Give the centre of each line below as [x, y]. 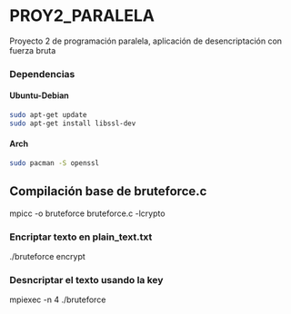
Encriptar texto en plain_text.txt [81, 237]
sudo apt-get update [49, 115]
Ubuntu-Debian [40, 95]
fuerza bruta [33, 50]
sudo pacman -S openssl [55, 163]
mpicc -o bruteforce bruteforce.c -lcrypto [87, 213]
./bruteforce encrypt [48, 256]
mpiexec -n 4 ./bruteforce [58, 299]
